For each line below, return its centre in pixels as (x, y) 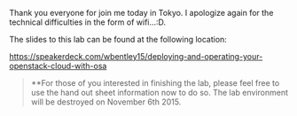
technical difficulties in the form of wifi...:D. (88, 22)
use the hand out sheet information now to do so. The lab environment (160, 93)
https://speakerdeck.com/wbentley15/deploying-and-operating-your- (136, 56)
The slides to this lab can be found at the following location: (118, 39)
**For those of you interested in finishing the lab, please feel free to (155, 83)
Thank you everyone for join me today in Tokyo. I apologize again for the (141, 13)
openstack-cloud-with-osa (58, 66)
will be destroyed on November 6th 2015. (106, 102)
